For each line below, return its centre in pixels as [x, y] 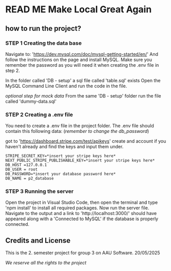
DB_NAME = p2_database [30, 179]
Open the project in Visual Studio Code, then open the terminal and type [82, 202]
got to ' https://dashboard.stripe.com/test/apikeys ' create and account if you [86, 141]
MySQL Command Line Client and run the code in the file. [66, 86]
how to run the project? [43, 28]
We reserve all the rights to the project [46, 263]
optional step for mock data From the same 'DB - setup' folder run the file [83, 95]
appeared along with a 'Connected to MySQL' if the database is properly [82, 219]
